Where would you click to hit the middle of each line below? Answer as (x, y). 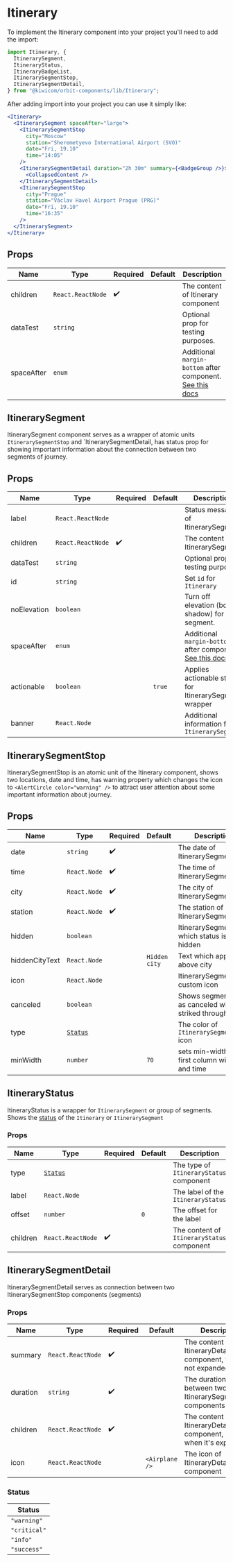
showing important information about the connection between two (102, 450)
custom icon (198, 985)
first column (197, 1060)
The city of (196, 888)
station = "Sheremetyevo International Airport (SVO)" (103, 143)
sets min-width (203, 1051)
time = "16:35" (44, 214)
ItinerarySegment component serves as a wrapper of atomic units (101, 434)
